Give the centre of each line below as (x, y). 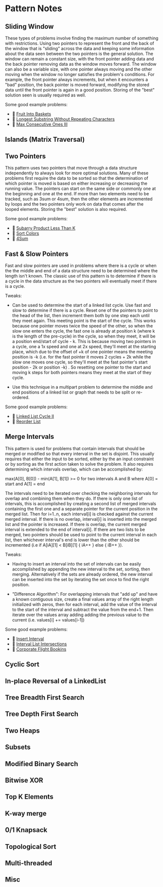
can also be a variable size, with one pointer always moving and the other (79, 69)
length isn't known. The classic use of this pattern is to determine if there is (81, 276)
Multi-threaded (29, 863)
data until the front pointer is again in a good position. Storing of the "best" (80, 90)
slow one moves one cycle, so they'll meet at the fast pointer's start (80, 362)
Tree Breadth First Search (45, 698)
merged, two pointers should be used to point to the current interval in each (81, 534)
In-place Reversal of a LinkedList (55, 681)
